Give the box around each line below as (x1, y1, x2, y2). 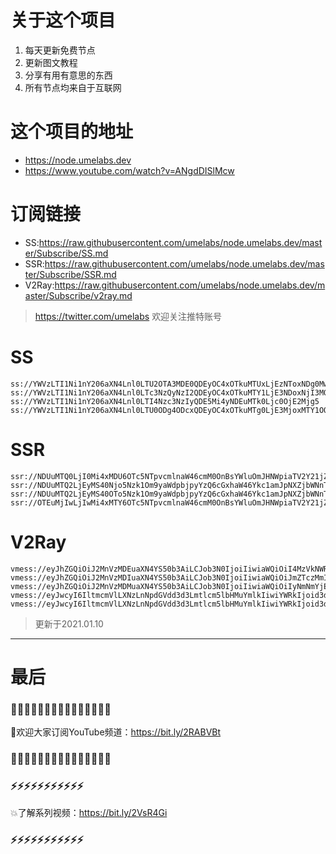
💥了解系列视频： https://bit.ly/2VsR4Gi (10, 807, 168, 819)
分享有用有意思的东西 (24, 69, 113, 81)
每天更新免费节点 (24, 44, 96, 56)
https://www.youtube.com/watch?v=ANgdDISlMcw (24, 164, 235, 176)
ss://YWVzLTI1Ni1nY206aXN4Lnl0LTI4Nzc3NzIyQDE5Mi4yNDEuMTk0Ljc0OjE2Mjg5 (10, 396, 320, 406)
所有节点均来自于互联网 (24, 81, 122, 93)
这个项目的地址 (10, 121, 134, 143)
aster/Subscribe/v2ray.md (24, 289, 133, 301)
